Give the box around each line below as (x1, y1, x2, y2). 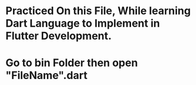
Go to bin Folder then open (5, 56, 138, 70)
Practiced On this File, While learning (5, 4, 191, 18)
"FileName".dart (5, 69, 88, 82)
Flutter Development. (5, 30, 112, 42)
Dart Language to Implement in (5, 17, 160, 30)
